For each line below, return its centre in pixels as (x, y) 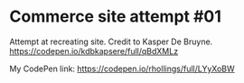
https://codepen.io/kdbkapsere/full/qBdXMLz (94, 51)
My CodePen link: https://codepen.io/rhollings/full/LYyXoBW (122, 69)
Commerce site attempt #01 (115, 17)
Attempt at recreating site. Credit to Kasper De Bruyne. (111, 41)
